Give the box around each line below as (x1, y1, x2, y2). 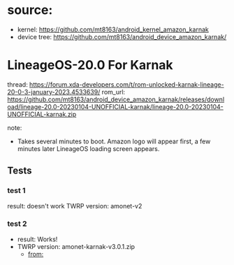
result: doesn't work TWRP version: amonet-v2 (7, 201, 142, 210)
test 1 (7, 186, 26, 196)
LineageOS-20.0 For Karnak (7, 57, 173, 73)
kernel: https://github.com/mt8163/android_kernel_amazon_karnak (17, 25, 210, 34)
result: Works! (17, 235, 58, 243)
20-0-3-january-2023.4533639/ (7, 87, 101, 96)
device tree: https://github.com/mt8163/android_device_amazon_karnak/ (17, 32, 227, 41)
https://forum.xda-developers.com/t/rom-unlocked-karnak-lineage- (29, 80, 225, 89)
